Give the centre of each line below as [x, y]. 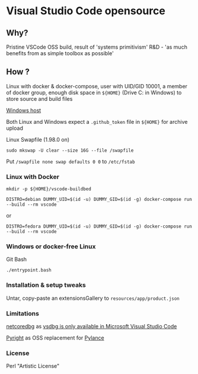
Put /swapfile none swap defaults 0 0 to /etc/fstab [71, 161]
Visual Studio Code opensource [86, 11]
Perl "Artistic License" [33, 366]
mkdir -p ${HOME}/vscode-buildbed [49, 189]
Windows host [24, 110]
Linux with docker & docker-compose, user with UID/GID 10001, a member [97, 86]
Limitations [23, 314]
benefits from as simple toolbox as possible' [60, 53]
